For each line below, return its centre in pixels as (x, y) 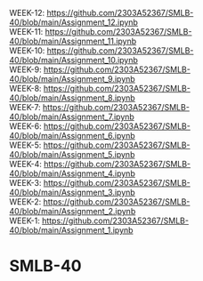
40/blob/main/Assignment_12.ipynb (73, 22)
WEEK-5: (25, 145)
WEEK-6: (25, 126)
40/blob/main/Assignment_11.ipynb (73, 41)
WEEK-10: (27, 51)
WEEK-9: (25, 69)
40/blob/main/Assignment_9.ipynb (72, 79)
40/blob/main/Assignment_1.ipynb (71, 230)
